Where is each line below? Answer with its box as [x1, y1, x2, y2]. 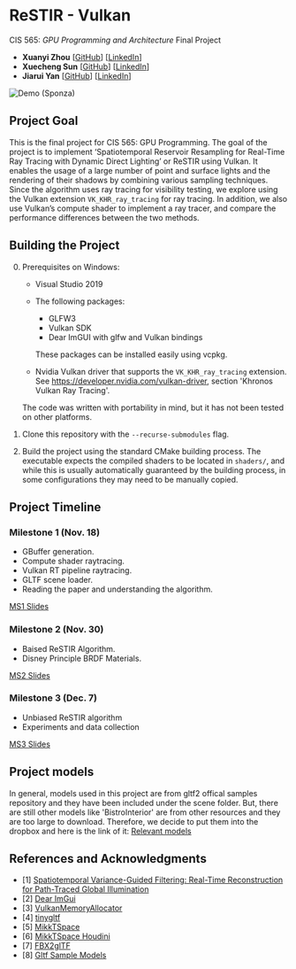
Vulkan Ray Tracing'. [34, 384, 110, 395]
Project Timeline [9, 500, 102, 515]
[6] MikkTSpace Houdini [21, 931, 110, 942]
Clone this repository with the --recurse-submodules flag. [21, 429, 230, 439]
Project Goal [9, 113, 79, 128]
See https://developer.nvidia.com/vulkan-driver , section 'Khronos [34, 376, 274, 386]
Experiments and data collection [21, 721, 140, 732]
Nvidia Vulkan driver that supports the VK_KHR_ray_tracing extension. [34, 366, 287, 376]
